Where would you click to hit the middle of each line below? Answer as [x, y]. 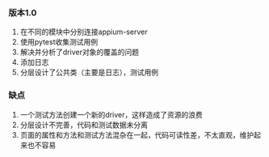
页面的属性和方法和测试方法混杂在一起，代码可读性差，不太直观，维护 [137, 134]
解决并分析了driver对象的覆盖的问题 [80, 52]
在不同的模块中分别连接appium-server [84, 32]
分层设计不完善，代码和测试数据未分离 [84, 125]
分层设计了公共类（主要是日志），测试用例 [89, 72]
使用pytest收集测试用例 [59, 42]
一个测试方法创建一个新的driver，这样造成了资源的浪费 [111, 114]
